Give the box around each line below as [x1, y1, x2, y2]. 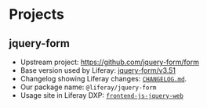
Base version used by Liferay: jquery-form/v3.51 [20, 66, 176, 75]
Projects [9, 5, 65, 23]
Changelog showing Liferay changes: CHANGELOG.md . [20, 74, 187, 83]
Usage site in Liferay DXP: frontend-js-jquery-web [20, 91, 183, 99]
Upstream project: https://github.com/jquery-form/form [20, 57, 199, 67]
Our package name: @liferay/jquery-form [20, 82, 157, 92]
